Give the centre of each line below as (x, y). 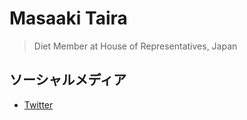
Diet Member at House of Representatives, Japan (135, 46)
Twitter (38, 104)
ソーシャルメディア (68, 80)
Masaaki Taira (68, 18)
